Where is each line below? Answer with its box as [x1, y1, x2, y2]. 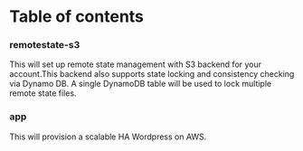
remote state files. [9, 88, 77, 99]
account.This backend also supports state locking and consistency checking [9, 69, 295, 80]
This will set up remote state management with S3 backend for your [9, 59, 262, 70]
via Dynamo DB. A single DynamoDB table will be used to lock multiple [9, 79, 272, 90]
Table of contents [9, 6, 145, 27]
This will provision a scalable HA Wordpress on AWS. [9, 131, 207, 142]
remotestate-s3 [9, 39, 80, 52]
